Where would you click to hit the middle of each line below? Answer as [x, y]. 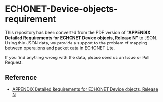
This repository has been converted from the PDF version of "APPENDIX [78, 32]
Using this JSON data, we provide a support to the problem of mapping [76, 43]
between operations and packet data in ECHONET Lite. [60, 48]
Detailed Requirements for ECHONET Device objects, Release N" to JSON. [81, 38]
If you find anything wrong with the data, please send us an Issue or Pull [77, 57]
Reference [21, 78]
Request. [14, 62]
